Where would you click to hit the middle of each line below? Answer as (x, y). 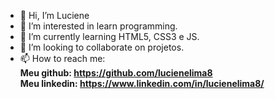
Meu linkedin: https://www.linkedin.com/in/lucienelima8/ (142, 83)
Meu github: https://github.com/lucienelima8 (116, 73)
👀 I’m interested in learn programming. (98, 26)
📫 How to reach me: (62, 58)
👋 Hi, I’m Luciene (54, 15)
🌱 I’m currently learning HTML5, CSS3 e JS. (109, 36)
